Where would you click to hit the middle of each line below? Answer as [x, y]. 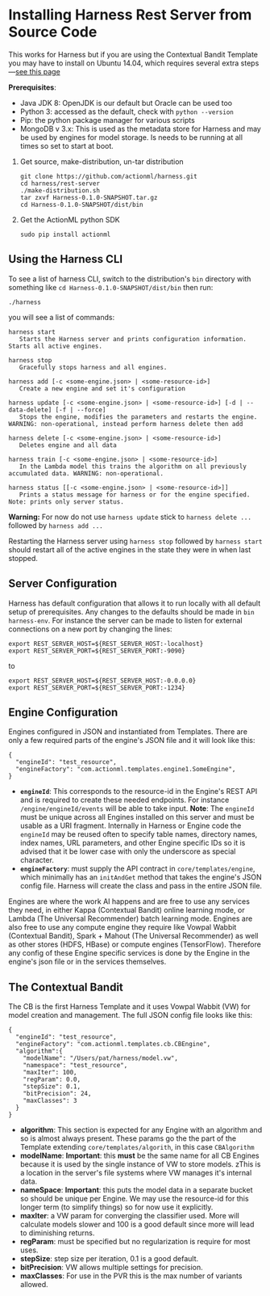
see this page [38, 71]
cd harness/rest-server [60, 184]
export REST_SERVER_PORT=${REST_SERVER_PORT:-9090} [97, 651]
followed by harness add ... [56, 525]
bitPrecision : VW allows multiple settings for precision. [111, 1268]
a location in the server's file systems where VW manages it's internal [136, 1173]
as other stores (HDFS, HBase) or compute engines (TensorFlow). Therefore [135, 944]
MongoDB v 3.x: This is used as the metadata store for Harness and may [141, 129]
